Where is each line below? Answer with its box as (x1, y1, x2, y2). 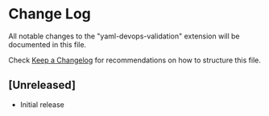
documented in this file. (8, 39, 87, 49)
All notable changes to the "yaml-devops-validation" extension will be (8, 31, 240, 41)
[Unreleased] (8, 78, 77, 92)
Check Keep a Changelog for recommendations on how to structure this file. (8, 55, 262, 65)
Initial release (19, 99, 64, 109)
